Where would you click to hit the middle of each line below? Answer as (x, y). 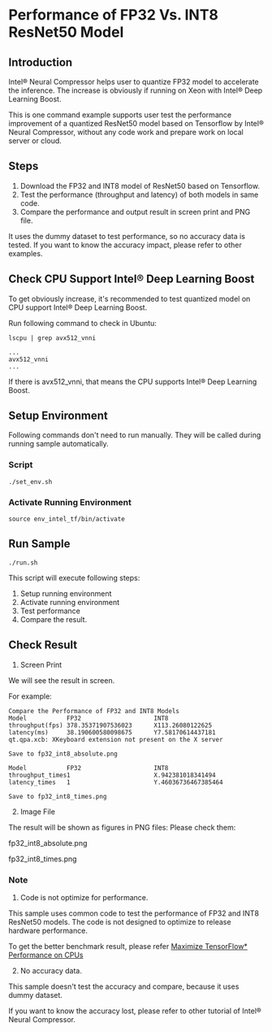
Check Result (43, 645)
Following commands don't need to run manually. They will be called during (135, 435)
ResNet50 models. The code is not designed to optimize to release (120, 921)
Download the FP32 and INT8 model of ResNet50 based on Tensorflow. (140, 185)
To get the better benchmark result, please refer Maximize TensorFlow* (128, 946)
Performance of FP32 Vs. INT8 (114, 15)
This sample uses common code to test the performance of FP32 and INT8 (134, 913)
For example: (30, 696)
